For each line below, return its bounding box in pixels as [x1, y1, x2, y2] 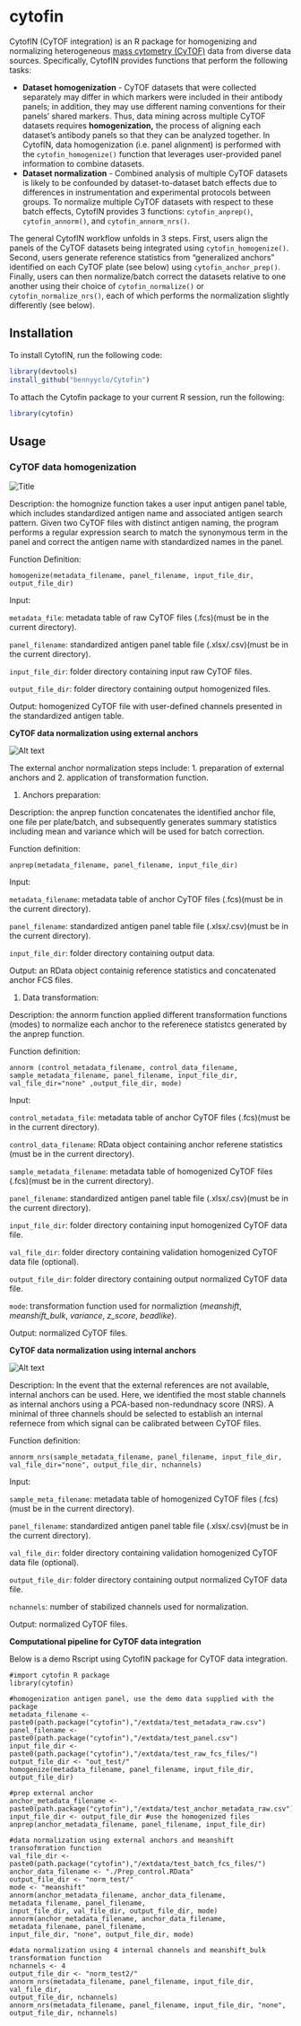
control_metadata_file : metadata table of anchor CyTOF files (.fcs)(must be [9, 1112, 291, 1123]
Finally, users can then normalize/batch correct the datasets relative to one [9, 271, 287, 282]
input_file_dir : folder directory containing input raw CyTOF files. [9, 666, 253, 677]
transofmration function [9, 1844, 102, 1853]
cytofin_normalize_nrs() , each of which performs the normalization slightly [9, 290, 289, 301]
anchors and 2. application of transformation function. [9, 772, 209, 783]
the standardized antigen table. [9, 711, 125, 722]
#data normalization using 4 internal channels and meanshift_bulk [9, 1946, 267, 1955]
